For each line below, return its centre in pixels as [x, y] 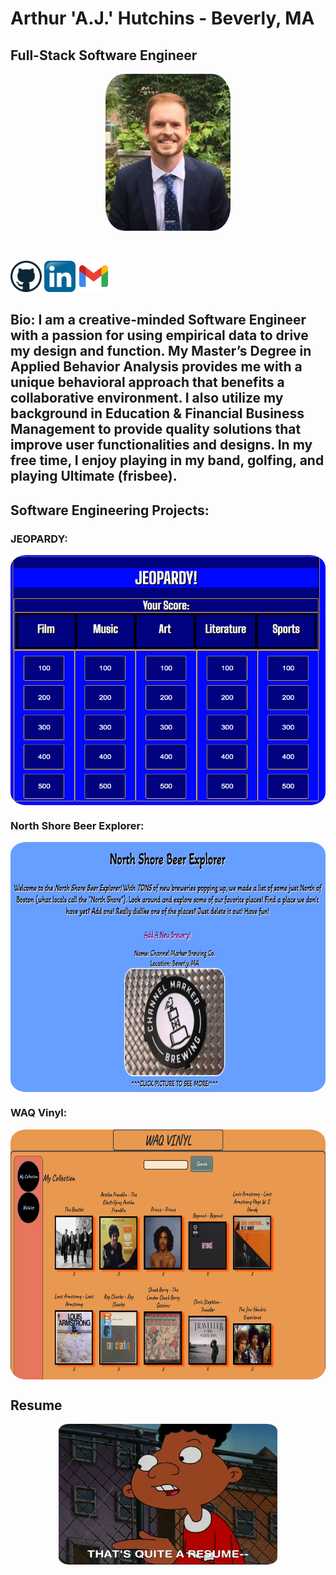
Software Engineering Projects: [110, 510]
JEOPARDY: [39, 539]
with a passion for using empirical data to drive [159, 335]
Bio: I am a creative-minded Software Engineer [158, 320]
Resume [36, 1405]
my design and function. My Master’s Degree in [161, 351]
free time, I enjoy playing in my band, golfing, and [167, 460]
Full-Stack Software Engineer [104, 55]
